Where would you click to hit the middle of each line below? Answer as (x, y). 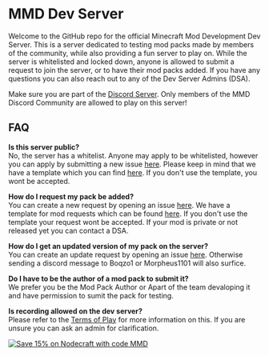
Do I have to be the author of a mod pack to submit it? (99, 278)
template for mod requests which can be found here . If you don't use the (128, 214)
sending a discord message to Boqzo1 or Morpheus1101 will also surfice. (127, 263)
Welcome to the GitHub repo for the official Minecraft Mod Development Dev (134, 36)
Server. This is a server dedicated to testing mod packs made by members (131, 44)
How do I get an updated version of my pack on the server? (108, 246)
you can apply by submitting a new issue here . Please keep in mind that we (132, 164)
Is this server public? (44, 147)
